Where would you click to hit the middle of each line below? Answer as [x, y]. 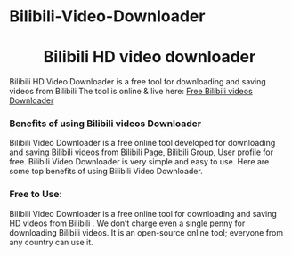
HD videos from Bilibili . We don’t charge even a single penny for [127, 223]
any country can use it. [51, 242]
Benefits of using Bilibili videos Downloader [105, 124]
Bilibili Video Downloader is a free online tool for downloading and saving [143, 213]
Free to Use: [36, 195]
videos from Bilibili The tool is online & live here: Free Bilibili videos [131, 92]
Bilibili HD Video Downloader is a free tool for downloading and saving [138, 82]
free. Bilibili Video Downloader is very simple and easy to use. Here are [139, 162]
